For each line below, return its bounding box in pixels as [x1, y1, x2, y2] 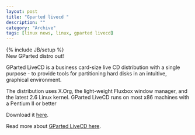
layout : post [6, 8, 38, 15]
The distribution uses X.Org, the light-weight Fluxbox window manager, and [6, 88, 188, 95]
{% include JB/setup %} [6, 46, 64, 53]
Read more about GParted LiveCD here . [6, 123, 101, 130]
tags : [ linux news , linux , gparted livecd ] [6, 30, 114, 36]
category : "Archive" [6, 25, 57, 31]
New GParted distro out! [6, 53, 64, 60]
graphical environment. [6, 77, 62, 84]
